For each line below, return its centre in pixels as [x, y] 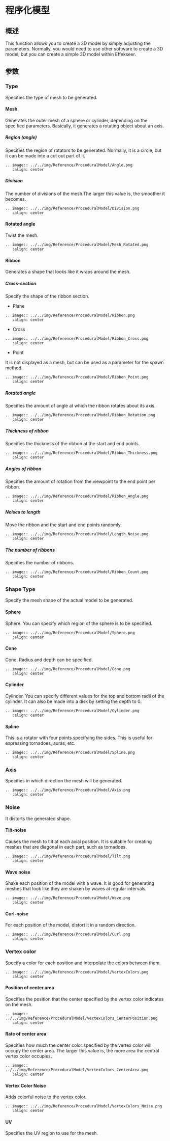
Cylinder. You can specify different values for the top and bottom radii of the [85, 696]
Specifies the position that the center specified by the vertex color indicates [84, 999]
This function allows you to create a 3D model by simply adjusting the [78, 43]
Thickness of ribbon [27, 430]
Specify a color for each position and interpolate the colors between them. [83, 963]
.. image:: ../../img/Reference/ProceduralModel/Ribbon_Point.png [77, 377]
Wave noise [18, 872]
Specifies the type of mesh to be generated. [52, 97]
